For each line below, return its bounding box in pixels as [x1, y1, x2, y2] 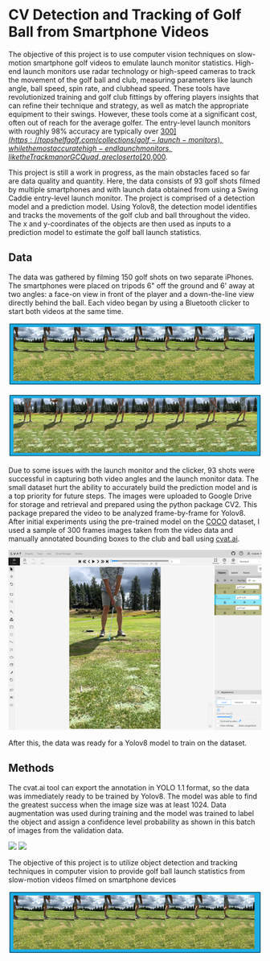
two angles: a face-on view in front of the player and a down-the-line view [8, 289, 255, 299]
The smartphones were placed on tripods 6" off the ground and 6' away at [8, 280, 255, 291]
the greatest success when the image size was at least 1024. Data [8, 799, 227, 810]
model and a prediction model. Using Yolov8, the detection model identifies [8, 201, 257, 211]
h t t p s [10, 134, 28, 144]
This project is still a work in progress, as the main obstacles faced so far [8, 167, 251, 177]
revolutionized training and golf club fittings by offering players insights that [8, 92, 259, 101]
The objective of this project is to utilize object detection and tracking [8, 857, 239, 867]
